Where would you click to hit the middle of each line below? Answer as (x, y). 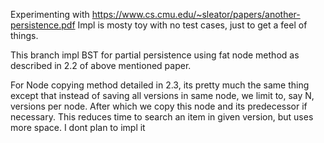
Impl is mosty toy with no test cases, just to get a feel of (192, 25)
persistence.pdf (43, 25)
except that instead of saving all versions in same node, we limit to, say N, (162, 95)
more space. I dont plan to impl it (78, 127)
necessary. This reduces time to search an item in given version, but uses (162, 117)
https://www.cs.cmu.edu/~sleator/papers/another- (196, 14)
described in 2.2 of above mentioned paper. (101, 65)
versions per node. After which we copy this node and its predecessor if (159, 106)
